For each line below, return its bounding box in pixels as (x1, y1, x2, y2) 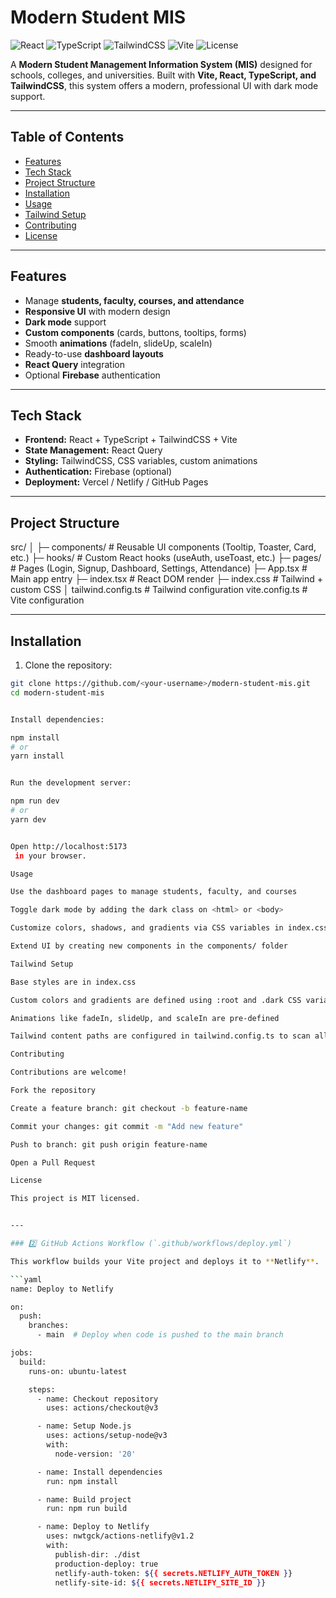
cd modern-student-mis (10, 687, 105, 698)
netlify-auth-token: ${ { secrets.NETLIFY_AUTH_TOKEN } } (54, 1568, 293, 1578)
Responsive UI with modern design (24, 305, 171, 317)
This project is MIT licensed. (10, 1194, 141, 1204)
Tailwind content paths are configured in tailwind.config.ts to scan (10, 1031, 311, 1041)
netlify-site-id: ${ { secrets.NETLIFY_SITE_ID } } (54, 1577, 267, 1588)
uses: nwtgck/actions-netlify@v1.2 (46, 1531, 195, 1541)
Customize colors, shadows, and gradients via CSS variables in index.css (10, 923, 329, 933)
